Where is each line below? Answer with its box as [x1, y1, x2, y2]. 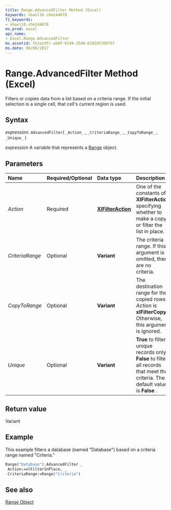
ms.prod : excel [5, 27, 38, 32]
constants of [136, 190, 166, 197]
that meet [136, 368, 159, 375]
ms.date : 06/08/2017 [5, 46, 49, 51]
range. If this [136, 242, 166, 250]
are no [136, 262, 152, 269]
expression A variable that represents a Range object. [5, 144, 118, 151]
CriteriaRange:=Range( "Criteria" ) [7, 471, 81, 476]
